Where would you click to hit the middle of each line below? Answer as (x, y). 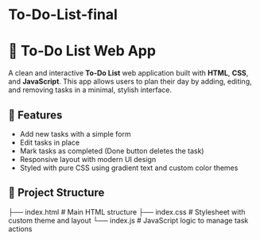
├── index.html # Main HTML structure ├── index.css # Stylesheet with (127, 211)
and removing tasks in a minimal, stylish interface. (90, 90)
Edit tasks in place (50, 142)
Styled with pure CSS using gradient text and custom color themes (129, 168)
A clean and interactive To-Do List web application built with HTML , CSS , (128, 73)
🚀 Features (35, 115)
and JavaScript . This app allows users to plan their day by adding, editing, (130, 82)
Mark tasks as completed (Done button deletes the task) (112, 151)
